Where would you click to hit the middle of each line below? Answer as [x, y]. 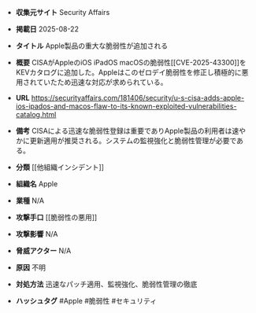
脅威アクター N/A [43, 250]
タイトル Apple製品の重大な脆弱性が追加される [92, 46]
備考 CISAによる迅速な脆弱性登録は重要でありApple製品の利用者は [124, 131]
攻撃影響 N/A [37, 234]
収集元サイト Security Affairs [63, 12]
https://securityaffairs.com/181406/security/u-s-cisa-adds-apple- [138, 98]
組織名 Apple [37, 184]
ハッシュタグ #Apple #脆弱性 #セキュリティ [86, 301]
